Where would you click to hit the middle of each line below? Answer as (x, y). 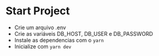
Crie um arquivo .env (40, 27)
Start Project (38, 11)
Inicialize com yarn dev (43, 46)
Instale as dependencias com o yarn (59, 40)
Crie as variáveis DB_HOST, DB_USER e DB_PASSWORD (84, 33)
